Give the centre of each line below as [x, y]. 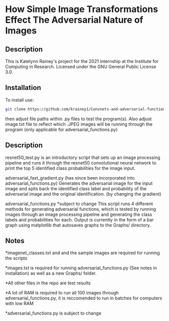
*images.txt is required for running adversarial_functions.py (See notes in [81, 268]
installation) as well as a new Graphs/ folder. [51, 273]
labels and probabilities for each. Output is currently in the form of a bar [80, 219]
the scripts [16, 258]
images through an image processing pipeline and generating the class [79, 214]
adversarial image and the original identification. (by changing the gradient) [83, 194]
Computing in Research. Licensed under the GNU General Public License [81, 67]
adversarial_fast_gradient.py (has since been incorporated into [70, 178]
